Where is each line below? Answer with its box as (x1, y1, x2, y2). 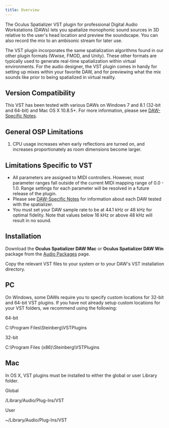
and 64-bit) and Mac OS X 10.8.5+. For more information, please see (5, 107, 147, 114)
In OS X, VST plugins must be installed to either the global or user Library (5, 372, 157, 378)
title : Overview (5, 7, 39, 13)
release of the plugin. (12, 191, 57, 197)
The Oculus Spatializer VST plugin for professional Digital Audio (5, 21, 138, 27)
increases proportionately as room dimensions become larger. (12, 146, 142, 152)
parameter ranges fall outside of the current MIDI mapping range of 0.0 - (12, 180, 164, 186)
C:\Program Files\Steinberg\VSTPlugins (5, 324, 87, 330)
